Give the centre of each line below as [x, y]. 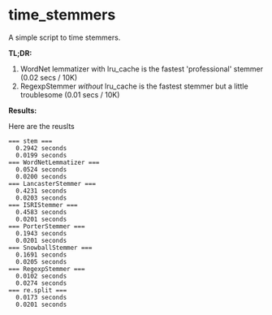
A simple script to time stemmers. [65, 37]
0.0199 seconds [41, 155]
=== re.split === [38, 290]
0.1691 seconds [41, 255]
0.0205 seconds [41, 261]
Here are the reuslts [41, 126]
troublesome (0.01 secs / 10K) [70, 94]
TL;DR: [20, 53]
